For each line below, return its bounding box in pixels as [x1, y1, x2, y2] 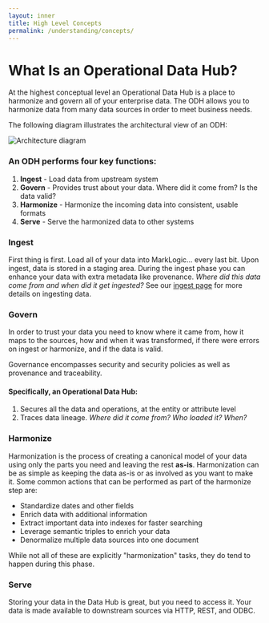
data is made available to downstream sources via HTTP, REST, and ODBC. [8, 606, 256, 615]
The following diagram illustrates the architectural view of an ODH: [8, 120, 228, 130]
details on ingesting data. [8, 289, 92, 298]
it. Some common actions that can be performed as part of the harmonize [8, 476, 251, 486]
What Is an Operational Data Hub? [8, 61, 238, 79]
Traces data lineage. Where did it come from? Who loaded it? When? [19, 413, 247, 423]
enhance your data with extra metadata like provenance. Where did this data [8, 272, 261, 281]
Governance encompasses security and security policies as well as [8, 360, 231, 370]
